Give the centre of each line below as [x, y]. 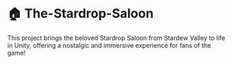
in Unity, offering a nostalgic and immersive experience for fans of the [109, 45]
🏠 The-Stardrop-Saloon [81, 14]
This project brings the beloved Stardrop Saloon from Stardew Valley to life [116, 38]
